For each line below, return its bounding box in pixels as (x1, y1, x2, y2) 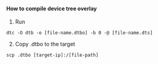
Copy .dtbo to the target (15, 40, 76, 48)
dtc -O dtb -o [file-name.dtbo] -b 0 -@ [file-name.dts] (6, 30, 153, 36)
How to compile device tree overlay (6, 5, 97, 12)
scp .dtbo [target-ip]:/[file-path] (6, 52, 99, 59)
